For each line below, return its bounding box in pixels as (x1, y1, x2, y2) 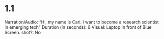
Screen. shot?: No (4, 29, 41, 35)
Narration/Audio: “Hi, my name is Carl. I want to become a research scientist (4, 19, 159, 25)
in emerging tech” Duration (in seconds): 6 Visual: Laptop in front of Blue (4, 24, 152, 30)
